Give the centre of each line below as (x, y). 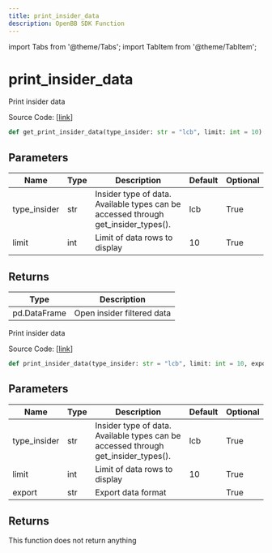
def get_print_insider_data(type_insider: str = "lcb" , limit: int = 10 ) (136, 132)
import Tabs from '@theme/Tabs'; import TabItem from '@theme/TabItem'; (133, 46)
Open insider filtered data (123, 313)
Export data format (131, 492)
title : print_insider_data (54, 16)
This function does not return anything (72, 541)
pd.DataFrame (40, 313)
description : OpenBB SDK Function (67, 24)
